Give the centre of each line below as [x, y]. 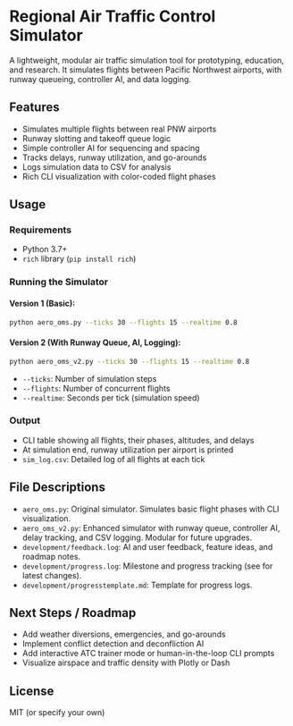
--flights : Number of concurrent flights [96, 388]
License [32, 691]
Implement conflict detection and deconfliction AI [113, 644]
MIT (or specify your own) [57, 713]
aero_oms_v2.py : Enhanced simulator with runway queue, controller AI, [151, 528]
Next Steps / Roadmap [73, 613]
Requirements [41, 230]
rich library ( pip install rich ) [79, 259]
